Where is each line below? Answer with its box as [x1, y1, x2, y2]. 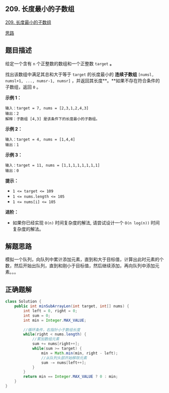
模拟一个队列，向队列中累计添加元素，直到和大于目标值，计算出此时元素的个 [5, 257, 164, 263]
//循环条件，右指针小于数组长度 [23, 327, 80, 332]
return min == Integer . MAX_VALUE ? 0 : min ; [23, 374, 118, 379]
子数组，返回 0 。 [5, 84, 41, 90]
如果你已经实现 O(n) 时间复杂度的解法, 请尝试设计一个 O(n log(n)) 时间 [12, 219, 160, 226]
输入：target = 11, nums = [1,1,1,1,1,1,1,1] [5, 163, 100, 168]
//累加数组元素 [32, 336, 59, 342]
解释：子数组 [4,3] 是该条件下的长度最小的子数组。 [5, 116, 100, 121]
